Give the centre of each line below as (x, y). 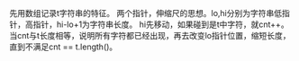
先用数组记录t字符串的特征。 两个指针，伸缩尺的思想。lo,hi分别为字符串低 (146, 13)
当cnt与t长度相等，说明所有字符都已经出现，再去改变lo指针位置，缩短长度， (150, 35)
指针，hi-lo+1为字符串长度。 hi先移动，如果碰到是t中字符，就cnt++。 (161, 24)
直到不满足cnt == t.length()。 (63, 47)
